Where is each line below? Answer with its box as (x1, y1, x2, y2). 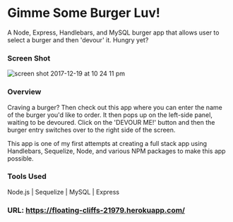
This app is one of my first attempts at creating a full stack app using (7, 139, 207, 147)
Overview (7, 87, 42, 97)
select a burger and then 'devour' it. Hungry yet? (7, 35, 149, 44)
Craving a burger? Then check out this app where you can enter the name (7, 103, 222, 111)
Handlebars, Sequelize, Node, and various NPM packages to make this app (7, 147, 226, 155)
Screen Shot (7, 53, 51, 63)
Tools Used (7, 171, 47, 181)
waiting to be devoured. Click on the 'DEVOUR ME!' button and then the (7, 118, 215, 126)
